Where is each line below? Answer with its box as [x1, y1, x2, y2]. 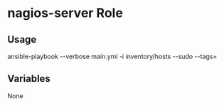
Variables [7, 73, 51, 85]
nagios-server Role [7, 5, 123, 21]
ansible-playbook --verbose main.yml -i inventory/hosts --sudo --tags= [7, 52, 218, 60]
